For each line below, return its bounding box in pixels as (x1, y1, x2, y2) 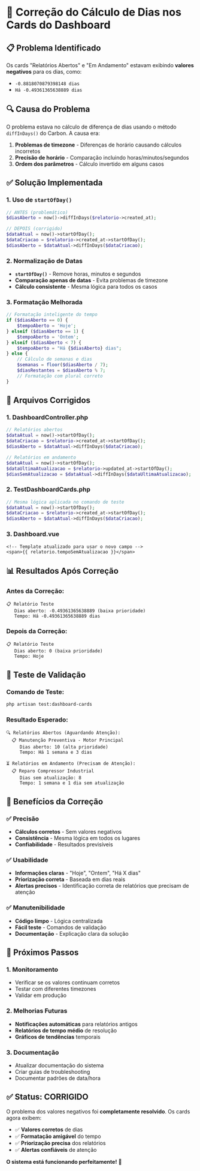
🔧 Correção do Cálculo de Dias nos (6, 5, 181, 19)
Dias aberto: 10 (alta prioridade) (19, 744, 109, 750)
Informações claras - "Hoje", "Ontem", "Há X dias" (14, 870, 141, 877)
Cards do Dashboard (6, 18, 111, 32)
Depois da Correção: (6, 627, 68, 636)
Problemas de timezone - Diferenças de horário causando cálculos (14, 141, 182, 148)
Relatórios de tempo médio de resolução (14, 1026, 117, 1034)
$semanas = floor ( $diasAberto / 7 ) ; (17, 362, 109, 368)
